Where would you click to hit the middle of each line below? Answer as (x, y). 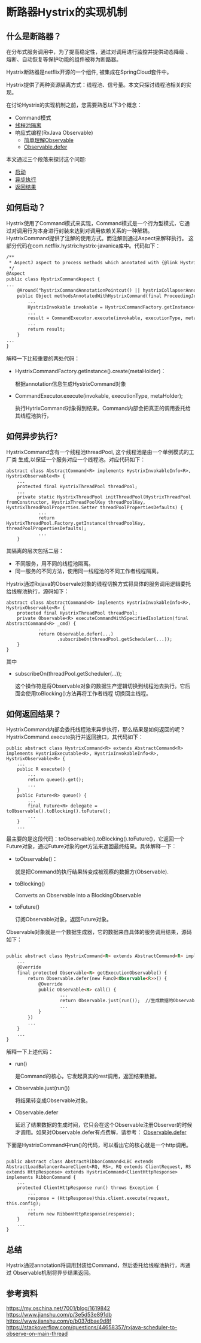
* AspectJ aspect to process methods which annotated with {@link (93, 262)
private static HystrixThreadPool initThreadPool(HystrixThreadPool (104, 497)
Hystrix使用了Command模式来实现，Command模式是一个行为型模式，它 (95, 223)
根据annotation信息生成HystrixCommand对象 (71, 383)
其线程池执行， (33, 415)
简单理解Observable (48, 140)
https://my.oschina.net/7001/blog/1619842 (58, 1308)
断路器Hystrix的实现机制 (67, 12)
